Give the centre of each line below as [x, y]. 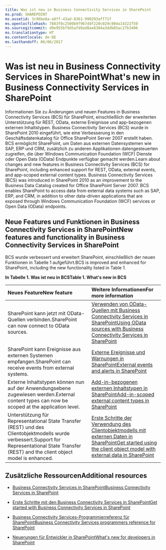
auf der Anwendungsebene [39, 388]
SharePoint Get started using [124, 443]
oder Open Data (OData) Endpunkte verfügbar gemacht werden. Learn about [83, 159]
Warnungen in [108, 358]
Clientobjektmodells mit [119, 430]
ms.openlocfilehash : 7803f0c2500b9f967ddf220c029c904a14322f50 [72, 24]
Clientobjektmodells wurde [39, 433]
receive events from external [41, 368]
